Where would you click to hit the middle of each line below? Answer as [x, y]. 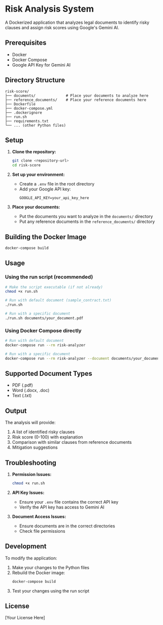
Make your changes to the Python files [51, 567]
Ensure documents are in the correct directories [67, 526]
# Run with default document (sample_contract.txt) [58, 300]
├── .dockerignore [24, 113]
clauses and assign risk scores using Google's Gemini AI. [62, 27]
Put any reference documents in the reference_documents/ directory [87, 221]
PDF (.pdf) [22, 385]
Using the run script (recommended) [49, 277]
